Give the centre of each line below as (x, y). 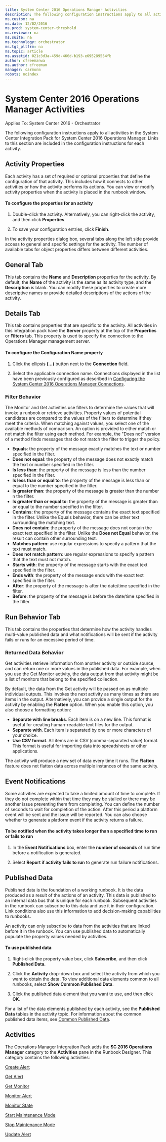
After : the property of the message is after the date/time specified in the (86, 585)
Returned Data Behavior (35, 652)
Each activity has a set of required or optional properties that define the (78, 176)
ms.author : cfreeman (26, 65)
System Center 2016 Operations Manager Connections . (68, 384)
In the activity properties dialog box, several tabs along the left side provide (82, 239)
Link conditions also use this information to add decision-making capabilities (83, 911)
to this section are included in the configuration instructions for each (75, 143)
